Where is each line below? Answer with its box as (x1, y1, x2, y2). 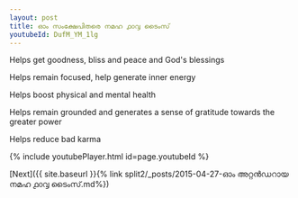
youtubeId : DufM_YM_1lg (9, 30, 99, 39)
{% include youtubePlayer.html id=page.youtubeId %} (9, 151, 210, 162)
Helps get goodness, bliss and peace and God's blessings (9, 55, 225, 66)
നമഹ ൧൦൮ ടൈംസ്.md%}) (9, 179, 110, 190)
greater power (9, 116, 62, 127)
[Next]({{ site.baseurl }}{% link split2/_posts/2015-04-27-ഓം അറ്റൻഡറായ (9, 168, 290, 180)
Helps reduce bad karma (9, 134, 102, 145)
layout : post (9, 13, 59, 22)
